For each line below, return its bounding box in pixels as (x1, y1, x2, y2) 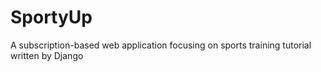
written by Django (10, 49, 84, 61)
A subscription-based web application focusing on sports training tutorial (10, 39, 312, 51)
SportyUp (10, 6, 93, 29)
